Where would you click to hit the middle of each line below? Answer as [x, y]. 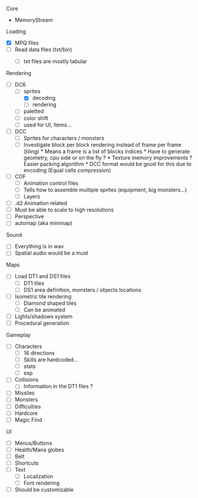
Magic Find [28, 419]
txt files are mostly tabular [55, 61]
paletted [34, 111]
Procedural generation [42, 323]
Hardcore [26, 413]
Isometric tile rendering [43, 296]
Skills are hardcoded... [51, 360]
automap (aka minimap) [43, 223]
